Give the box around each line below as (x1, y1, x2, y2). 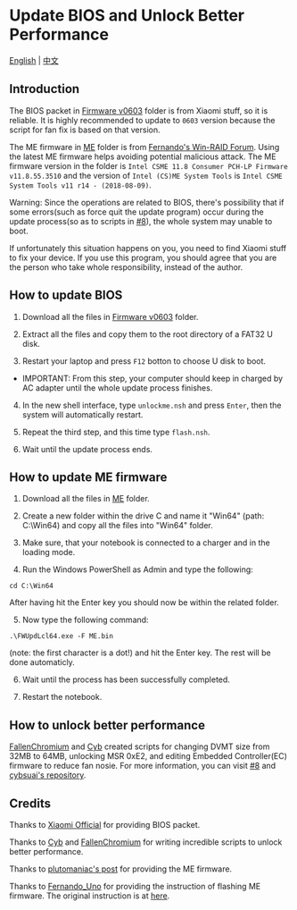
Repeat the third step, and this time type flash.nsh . (21, 426, 210, 437)
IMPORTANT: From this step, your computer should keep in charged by (21, 373, 284, 383)
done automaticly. (9, 657, 76, 668)
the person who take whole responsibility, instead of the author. (9, 261, 243, 273)
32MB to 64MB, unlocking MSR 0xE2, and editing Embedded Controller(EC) (9, 751, 288, 762)
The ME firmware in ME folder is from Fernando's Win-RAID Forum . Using (9, 141, 280, 152)
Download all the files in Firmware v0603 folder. (21, 311, 199, 322)
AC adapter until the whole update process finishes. (21, 382, 213, 393)
